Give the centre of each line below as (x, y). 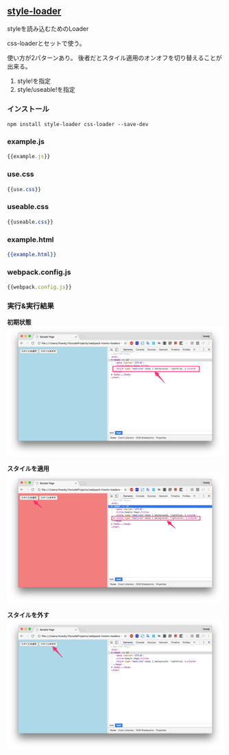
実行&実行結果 (31, 306)
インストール (28, 109)
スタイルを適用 (28, 468)
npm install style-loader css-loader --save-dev (78, 125)
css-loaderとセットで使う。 (46, 43)
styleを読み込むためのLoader (48, 28)
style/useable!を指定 (46, 89)
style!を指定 (34, 81)
